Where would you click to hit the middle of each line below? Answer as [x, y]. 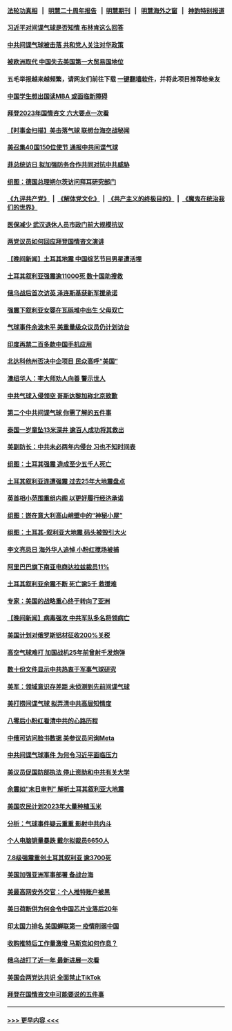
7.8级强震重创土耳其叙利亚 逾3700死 [59, 857]
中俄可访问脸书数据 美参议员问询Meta [61, 738]
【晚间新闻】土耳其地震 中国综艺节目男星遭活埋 [75, 259]
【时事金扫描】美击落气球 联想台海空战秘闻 [68, 130]
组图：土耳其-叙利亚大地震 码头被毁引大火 [67, 532]
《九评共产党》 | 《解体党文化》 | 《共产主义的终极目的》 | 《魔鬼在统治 [113, 199]
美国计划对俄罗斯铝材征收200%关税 [59, 635]
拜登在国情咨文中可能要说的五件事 [56, 994]
